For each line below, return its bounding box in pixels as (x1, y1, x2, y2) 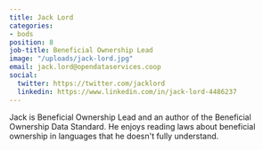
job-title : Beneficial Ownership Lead (9, 46, 153, 55)
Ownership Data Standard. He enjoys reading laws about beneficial (9, 121, 256, 131)
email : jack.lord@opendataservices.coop (9, 63, 162, 72)
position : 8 (9, 37, 53, 47)
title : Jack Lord (9, 12, 74, 22)
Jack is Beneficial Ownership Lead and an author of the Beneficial (9, 112, 251, 122)
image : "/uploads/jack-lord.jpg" (9, 54, 134, 63)
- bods (9, 29, 34, 38)
